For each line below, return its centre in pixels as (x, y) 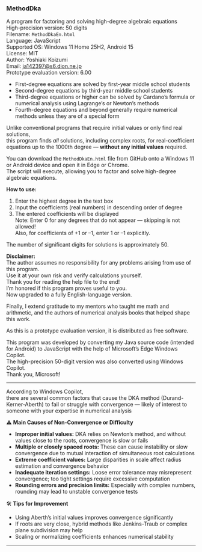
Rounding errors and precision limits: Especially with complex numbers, (105, 485)
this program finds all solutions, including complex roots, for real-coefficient (100, 141)
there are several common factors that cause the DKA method (83, 398)
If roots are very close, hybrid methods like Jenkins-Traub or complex (101, 524)
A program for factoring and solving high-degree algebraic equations (92, 22)
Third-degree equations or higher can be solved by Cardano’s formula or (105, 97)
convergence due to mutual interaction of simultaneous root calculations (105, 453)
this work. (19, 319)
